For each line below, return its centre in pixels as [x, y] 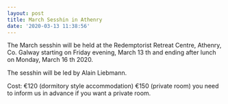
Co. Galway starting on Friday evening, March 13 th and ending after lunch [112, 52]
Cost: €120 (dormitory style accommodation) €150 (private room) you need [113, 86]
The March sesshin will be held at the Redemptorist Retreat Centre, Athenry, [114, 46]
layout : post [26, 13]
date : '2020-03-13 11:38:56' [49, 26]
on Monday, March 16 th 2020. [50, 60]
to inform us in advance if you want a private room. [79, 93]
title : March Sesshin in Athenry [55, 20]
